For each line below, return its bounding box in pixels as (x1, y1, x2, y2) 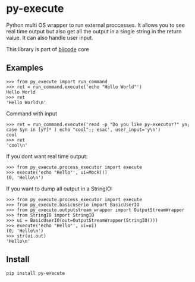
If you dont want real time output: (6, 152, 88, 159)
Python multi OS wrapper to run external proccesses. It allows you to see (6, 21, 185, 29)
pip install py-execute (6, 270, 65, 276)
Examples (6, 63, 43, 73)
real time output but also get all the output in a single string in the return (6, 27, 182, 35)
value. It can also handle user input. (6, 34, 93, 41)
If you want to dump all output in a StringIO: (6, 185, 113, 192)
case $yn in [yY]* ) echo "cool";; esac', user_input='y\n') (6, 127, 161, 133)
